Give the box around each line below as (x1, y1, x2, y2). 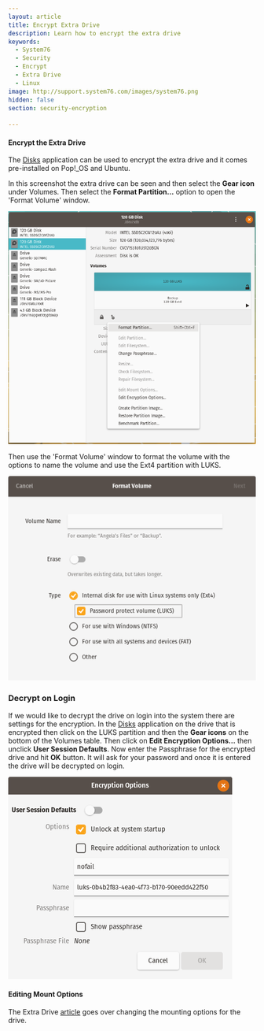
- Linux (15, 79, 41, 87)
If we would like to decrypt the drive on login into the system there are (8, 710, 235, 720)
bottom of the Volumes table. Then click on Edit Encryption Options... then (8, 736, 252, 745)
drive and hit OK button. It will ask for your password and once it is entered (8, 752, 251, 762)
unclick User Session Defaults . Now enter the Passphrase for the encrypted (8, 744, 255, 754)
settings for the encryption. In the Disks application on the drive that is (8, 719, 236, 729)
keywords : (8, 38, 41, 46)
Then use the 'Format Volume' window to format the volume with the (8, 452, 230, 462)
